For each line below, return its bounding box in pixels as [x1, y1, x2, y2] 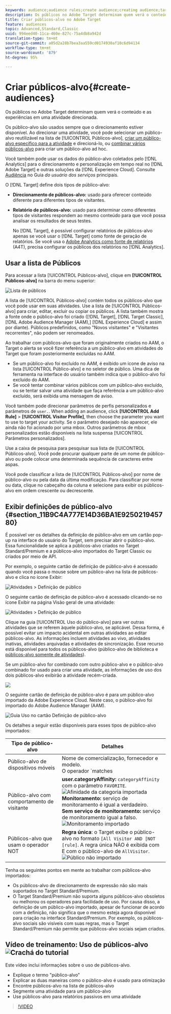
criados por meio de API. [5, 553, 58, 559]
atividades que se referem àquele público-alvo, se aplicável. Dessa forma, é [5, 624, 164, 630]
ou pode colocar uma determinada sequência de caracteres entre [15, 456, 153, 462]
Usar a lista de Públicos [5, 258, 81, 268]
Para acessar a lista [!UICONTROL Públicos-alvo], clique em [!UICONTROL [5, 272, 162, 278]
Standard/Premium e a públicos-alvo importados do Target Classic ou [5, 548, 152, 554]
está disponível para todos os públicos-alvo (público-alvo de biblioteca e [5, 646, 158, 652]
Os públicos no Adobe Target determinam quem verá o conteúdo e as [5, 109, 152, 115]
